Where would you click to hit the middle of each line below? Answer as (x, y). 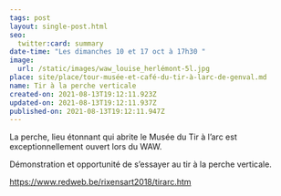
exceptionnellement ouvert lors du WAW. (86, 147)
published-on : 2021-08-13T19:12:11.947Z (88, 111)
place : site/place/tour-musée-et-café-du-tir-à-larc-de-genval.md (138, 77)
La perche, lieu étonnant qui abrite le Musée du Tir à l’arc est (123, 137)
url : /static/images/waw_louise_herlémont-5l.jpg (114, 69)
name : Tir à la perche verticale (73, 86)
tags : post (30, 18)
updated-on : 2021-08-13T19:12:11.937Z (83, 103)
